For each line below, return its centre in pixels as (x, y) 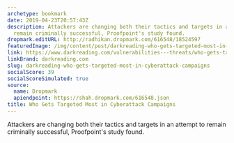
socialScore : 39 (31, 72)
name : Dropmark (36, 91)
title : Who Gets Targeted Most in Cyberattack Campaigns (92, 105)
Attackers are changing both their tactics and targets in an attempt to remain (117, 124)
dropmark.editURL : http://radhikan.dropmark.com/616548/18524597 (104, 40)
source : (18, 85)
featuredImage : (29, 46)
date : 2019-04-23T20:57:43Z (48, 20)
